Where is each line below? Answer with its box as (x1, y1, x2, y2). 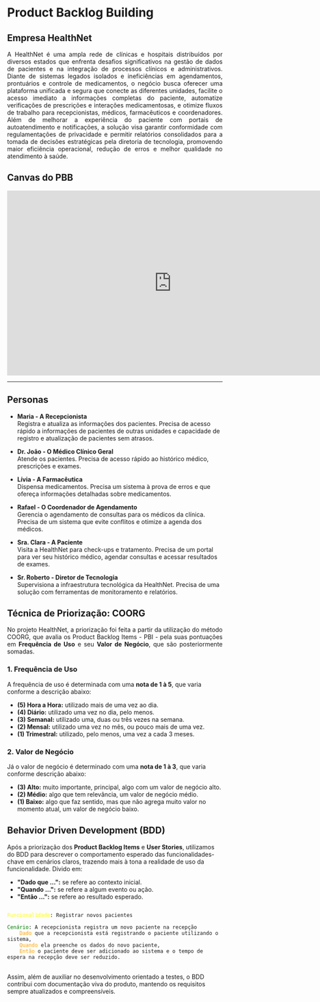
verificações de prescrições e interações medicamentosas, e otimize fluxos (7, 101, 223, 109)
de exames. (16, 560, 50, 568)
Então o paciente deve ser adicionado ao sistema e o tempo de (19, 947, 204, 955)
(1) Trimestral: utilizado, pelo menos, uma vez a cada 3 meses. (16, 729, 195, 738)
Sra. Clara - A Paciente (16, 538, 83, 546)
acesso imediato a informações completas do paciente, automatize (7, 94, 223, 102)
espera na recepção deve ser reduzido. (7, 953, 121, 960)
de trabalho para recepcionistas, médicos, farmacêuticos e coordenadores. (7, 108, 223, 116)
